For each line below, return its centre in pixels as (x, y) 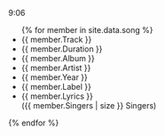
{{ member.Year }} (54, 77)
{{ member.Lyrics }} (57, 96)
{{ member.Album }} (58, 58)
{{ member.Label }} (56, 87)
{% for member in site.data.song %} (87, 30)
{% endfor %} (34, 123)
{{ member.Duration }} (62, 49)
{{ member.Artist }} (56, 68)
